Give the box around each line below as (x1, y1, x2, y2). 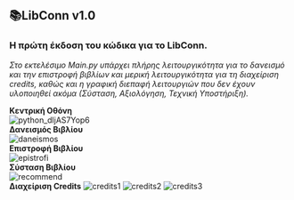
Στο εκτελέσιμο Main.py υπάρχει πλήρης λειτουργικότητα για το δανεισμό (9, 60, 285, 70)
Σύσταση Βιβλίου (9, 162, 76, 172)
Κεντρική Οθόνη (9, 105, 73, 116)
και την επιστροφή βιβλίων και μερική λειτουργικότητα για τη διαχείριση (9, 68, 279, 79)
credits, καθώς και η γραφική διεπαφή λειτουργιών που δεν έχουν (9, 78, 256, 89)
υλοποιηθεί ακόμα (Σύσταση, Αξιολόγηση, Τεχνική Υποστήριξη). (9, 88, 249, 99)
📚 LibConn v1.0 (9, 8, 96, 23)
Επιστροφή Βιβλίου (9, 142, 84, 154)
